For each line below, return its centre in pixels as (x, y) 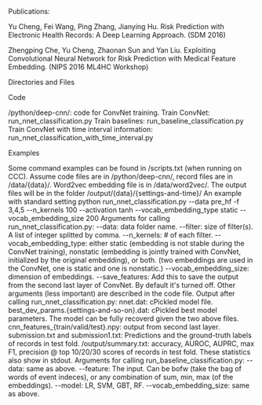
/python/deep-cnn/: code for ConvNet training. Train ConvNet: (109, 112)
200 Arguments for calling (128, 218)
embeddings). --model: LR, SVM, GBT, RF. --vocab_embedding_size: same (129, 385)
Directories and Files (42, 82)
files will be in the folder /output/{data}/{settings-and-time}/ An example (125, 193)
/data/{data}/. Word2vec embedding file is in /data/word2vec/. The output (127, 185)
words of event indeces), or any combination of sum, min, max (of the (121, 377)
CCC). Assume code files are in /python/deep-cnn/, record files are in (121, 177)
